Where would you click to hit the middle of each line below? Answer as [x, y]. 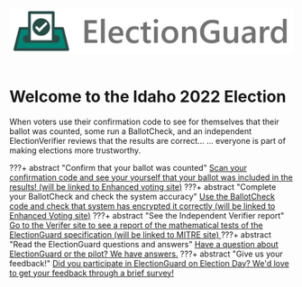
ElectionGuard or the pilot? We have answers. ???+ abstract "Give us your [146, 254]
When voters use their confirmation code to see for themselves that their [144, 121]
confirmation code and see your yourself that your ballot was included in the [151, 177]
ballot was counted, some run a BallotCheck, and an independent [131, 131]
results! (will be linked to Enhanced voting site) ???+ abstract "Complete [143, 186]
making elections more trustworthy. [75, 150]
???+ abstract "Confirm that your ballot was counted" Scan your [128, 167]
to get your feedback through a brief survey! [92, 273]
